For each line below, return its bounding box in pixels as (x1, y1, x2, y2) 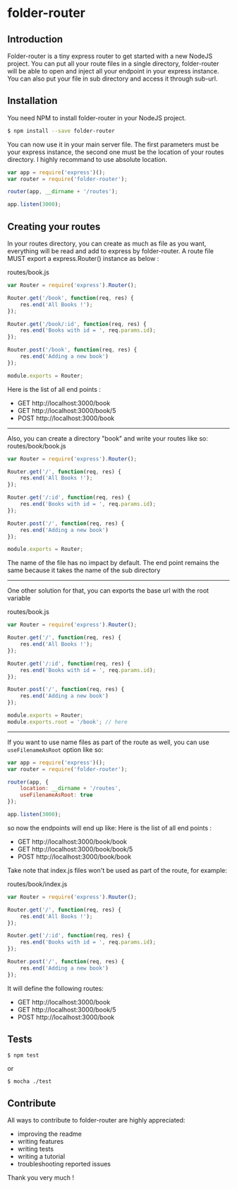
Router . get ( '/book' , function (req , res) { (7, 294, 134, 301)
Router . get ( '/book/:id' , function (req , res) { (7, 320, 147, 327)
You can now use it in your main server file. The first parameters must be (7, 140, 219, 149)
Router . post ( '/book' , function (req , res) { (7, 347, 138, 354)
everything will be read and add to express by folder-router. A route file (7, 247, 214, 255)
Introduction (7, 33, 63, 45)
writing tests (17, 1144, 54, 1154)
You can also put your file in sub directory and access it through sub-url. (7, 74, 218, 83)
